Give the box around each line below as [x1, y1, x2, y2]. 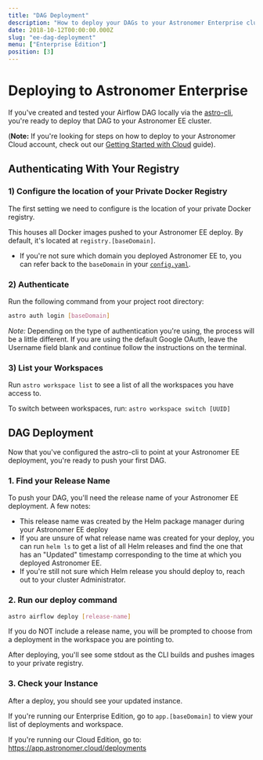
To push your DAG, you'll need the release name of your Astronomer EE [8, 493, 239, 502]
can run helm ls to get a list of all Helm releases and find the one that [19, 542, 243, 551]
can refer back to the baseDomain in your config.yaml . [19, 259, 191, 269]
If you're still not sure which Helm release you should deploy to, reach [19, 567, 245, 576]
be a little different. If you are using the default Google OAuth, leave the [8, 334, 238, 344]
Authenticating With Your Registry [8, 163, 180, 176]
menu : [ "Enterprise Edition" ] [8, 41, 107, 49]
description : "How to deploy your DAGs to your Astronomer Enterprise [8, 19, 243, 27]
